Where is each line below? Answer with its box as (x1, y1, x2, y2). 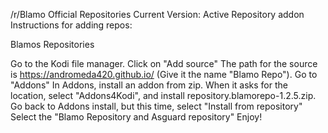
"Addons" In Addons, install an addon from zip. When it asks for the (10, 79, 288, 91)
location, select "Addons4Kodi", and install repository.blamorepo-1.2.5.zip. (10, 90, 317, 101)
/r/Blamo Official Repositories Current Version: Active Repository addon (10, 9, 305, 20)
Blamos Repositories (10, 39, 95, 50)
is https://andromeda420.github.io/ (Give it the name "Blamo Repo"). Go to (10, 69, 318, 80)
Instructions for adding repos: (10, 19, 133, 31)
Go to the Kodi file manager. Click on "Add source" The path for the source (10, 58, 318, 69)
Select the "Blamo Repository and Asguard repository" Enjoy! (10, 111, 263, 123)
